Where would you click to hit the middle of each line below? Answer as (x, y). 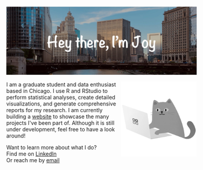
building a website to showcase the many (58, 117)
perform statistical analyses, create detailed (61, 98)
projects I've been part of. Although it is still (60, 123)
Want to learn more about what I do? (52, 148)
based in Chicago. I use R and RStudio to (57, 91)
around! (16, 136)
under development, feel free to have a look (61, 130)
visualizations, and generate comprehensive (61, 104)
